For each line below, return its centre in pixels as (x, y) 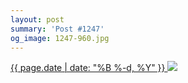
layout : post (37, 19)
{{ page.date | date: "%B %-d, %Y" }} (88, 68)
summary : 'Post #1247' (57, 29)
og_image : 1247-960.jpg (60, 38)
